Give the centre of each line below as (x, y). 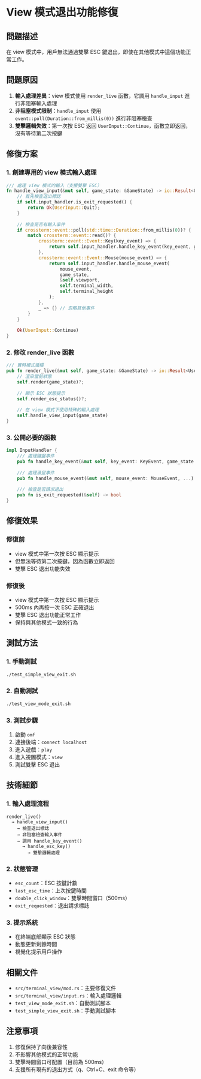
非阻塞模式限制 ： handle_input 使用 (58, 110)
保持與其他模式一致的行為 (46, 622)
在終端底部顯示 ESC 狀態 (45, 937)
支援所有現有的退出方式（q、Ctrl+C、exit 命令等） (77, 1069)
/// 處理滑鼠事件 (36, 473)
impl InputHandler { (32, 451)
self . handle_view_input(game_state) (63, 416)
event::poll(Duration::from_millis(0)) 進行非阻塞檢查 (83, 118)
